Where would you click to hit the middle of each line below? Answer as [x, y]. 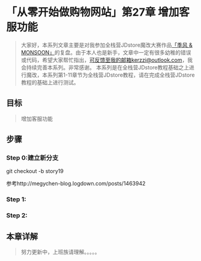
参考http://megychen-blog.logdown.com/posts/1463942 [76, 184]
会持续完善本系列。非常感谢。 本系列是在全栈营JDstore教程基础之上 [105, 67]
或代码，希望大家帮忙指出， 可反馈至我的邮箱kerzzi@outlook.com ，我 [107, 60]
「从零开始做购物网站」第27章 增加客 [98, 12]
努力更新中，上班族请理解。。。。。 [60, 252]
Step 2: [17, 216]
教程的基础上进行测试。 [50, 82]
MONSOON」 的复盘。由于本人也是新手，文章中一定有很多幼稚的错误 [106, 52]
